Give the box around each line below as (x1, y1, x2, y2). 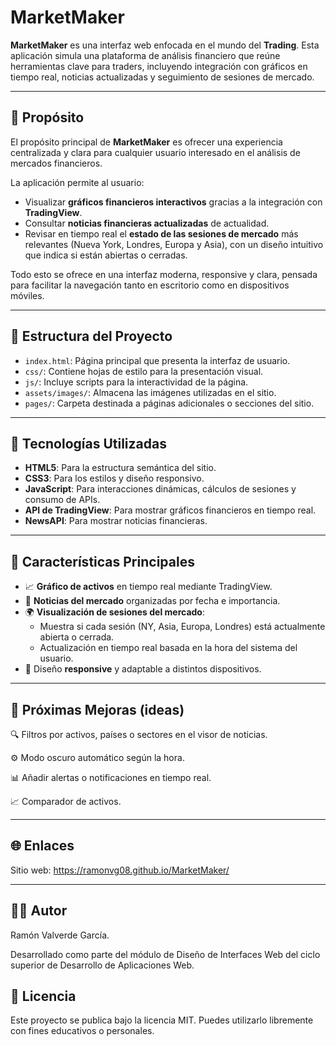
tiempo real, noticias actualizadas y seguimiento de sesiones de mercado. (10, 71, 315, 83)
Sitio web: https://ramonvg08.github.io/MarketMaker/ (10, 864, 230, 876)
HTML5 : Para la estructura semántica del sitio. (24, 462, 217, 474)
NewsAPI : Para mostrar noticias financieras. (24, 515, 208, 527)
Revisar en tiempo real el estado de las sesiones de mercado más (24, 227, 299, 240)
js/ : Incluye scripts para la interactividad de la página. (24, 376, 249, 388)
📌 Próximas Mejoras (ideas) (10, 701, 185, 718)
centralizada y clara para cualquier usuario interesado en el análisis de (10, 146, 301, 158)
